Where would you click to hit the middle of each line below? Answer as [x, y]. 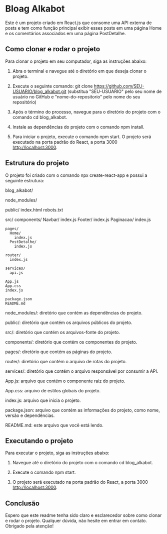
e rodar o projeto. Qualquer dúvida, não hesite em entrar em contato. [76, 521]
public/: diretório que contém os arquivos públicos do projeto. [69, 323]
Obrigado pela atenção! [29, 526]
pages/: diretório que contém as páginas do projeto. [59, 352]
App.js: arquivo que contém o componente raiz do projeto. [65, 381]
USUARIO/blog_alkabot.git [39, 91]
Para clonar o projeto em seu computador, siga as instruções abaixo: [76, 61]
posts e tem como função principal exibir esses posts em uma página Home [83, 28]
